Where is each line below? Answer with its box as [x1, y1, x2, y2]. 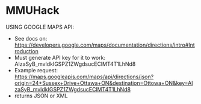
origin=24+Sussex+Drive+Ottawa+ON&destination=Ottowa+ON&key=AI [14, 79, 193, 87]
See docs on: [14, 35, 48, 42]
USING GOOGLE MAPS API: [5, 23, 75, 30]
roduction [14, 47, 39, 54]
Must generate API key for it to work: [14, 54, 106, 61]
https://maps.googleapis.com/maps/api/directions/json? [14, 73, 154, 80]
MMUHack [5, 4, 60, 17]
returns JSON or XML [14, 92, 68, 99]
